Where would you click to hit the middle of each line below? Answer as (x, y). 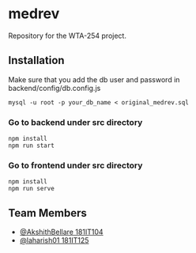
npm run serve (32, 189)
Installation (36, 60)
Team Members (47, 213)
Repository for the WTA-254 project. (67, 36)
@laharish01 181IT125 (54, 240)
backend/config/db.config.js (55, 88)
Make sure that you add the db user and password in (94, 79)
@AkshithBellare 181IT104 (62, 232)
